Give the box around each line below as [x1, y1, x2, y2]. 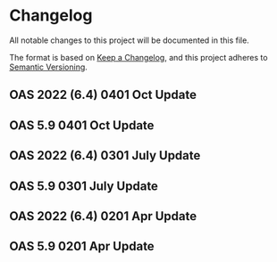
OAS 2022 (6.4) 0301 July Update [9, 148, 201, 163]
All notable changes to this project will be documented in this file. [9, 35, 250, 45]
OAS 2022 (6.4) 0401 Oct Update [9, 87, 197, 102]
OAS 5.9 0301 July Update [9, 178, 159, 193]
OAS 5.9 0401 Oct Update [9, 118, 155, 133]
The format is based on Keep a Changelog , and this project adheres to [9, 52, 268, 62]
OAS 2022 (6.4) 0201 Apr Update [9, 209, 197, 224]
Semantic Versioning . [9, 61, 88, 72]
